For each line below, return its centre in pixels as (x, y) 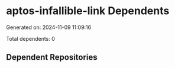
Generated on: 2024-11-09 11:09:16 (49, 27)
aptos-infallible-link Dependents (88, 11)
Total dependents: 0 (30, 38)
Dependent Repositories (52, 57)
